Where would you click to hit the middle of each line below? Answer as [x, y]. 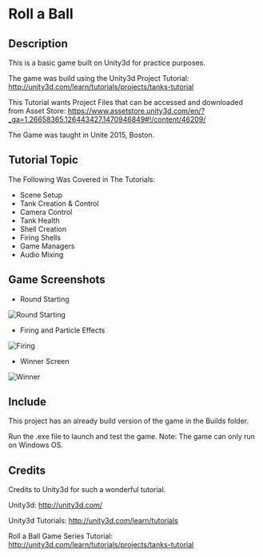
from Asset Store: [37, 111]
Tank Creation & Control [59, 203]
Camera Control [46, 212]
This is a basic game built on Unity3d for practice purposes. [107, 63]
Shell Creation [43, 228]
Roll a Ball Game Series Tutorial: [61, 536]
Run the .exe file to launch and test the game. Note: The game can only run [132, 437]
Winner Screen [44, 361]
